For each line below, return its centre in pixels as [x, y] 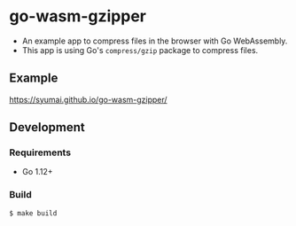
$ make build [33, 213]
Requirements [40, 152]
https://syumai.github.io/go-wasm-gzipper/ [88, 99]
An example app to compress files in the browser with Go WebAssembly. [155, 41]
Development [47, 127]
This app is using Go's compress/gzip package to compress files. [140, 50]
